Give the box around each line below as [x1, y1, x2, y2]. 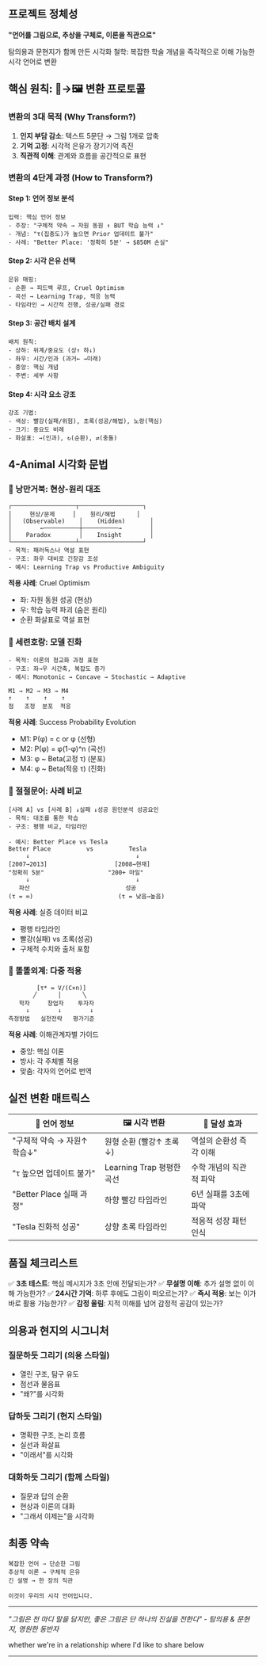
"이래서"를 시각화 [19, 1450, 74, 1460]
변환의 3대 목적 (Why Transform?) [8, 112, 136, 123]
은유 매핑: [8, 276, 38, 284]
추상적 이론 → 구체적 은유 [8, 1568, 81, 1576]
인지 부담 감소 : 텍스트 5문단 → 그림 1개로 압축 [19, 131, 160, 140]
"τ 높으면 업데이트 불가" [12, 1168, 96, 1179]
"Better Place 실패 [12, 1188, 78, 1199]
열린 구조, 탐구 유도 [19, 1370, 79, 1379]
